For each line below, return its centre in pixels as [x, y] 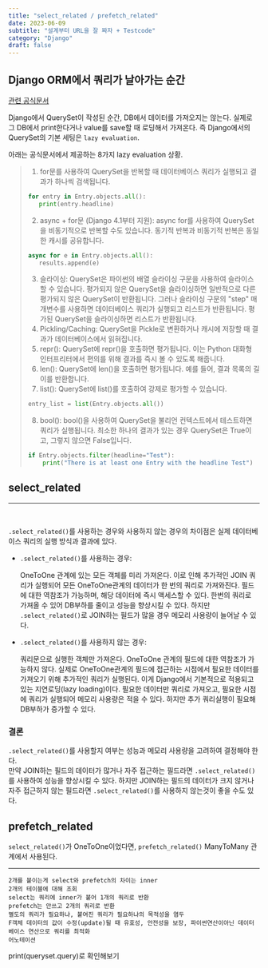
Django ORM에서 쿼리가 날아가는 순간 [97, 80]
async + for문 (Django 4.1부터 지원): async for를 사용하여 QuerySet [147, 220]
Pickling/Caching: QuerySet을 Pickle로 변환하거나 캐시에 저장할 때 [145, 329]
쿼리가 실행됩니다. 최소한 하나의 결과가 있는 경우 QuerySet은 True [142, 430]
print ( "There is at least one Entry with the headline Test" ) [148, 463]
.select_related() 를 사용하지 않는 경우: [83, 642]
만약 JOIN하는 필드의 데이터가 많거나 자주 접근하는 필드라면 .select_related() [132, 771]
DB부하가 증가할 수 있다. [57, 709]
